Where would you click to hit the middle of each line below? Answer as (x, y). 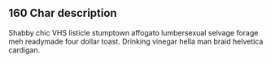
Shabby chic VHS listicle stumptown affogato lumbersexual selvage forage (133, 32)
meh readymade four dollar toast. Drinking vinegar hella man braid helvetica (136, 41)
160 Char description (63, 13)
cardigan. (24, 50)
